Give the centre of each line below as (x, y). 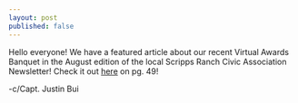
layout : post (33, 18)
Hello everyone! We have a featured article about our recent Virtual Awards (149, 51)
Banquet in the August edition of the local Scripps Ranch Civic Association (148, 61)
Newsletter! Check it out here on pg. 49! (84, 71)
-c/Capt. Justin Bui (44, 89)
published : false (41, 26)
